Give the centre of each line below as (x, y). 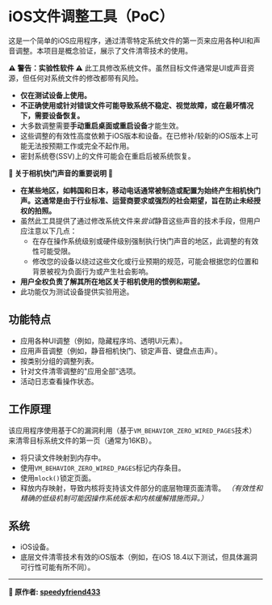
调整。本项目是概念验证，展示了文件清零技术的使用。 (103, 50)
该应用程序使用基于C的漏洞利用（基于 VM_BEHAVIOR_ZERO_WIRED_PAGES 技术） (132, 430)
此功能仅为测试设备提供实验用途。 (77, 292)
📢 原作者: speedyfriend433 (54, 592)
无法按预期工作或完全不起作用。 (80, 146)
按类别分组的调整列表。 (59, 360)
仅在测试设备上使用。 (55, 95)
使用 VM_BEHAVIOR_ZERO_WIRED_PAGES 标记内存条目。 (103, 467)
